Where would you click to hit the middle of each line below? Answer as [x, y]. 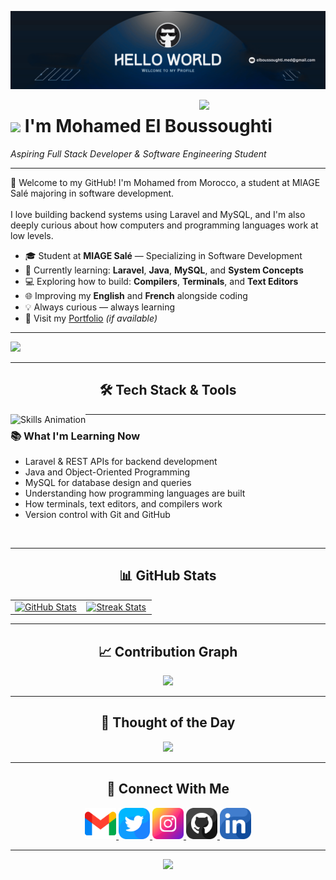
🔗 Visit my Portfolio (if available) [91, 318]
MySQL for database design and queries [108, 483]
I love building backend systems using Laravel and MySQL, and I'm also [158, 214]
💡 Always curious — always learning [100, 307]
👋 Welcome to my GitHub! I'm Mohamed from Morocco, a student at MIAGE [165, 182]
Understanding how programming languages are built [135, 493]
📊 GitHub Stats [168, 576]
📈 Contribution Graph [168, 651]
